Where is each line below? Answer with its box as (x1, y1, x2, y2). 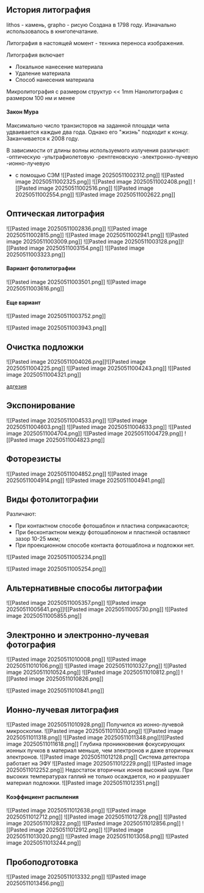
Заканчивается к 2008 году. (6, 135, 79, 142)
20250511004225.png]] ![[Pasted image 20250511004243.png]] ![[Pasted (6, 364, 191, 372)
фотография (6, 639, 56, 649)
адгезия (6, 383, 27, 390)
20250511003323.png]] (6, 250, 66, 258)
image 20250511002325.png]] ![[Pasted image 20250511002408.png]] (15, 178, 193, 186)
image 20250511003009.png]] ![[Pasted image (6, 237, 124, 245)
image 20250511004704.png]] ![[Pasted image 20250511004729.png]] (6, 430, 184, 437)
